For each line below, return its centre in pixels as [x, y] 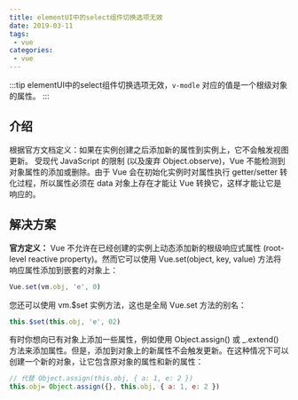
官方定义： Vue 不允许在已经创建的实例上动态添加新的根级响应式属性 [135, 247]
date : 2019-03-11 [41, 26]
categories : [31, 51]
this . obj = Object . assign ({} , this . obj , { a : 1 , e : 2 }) [114, 387]
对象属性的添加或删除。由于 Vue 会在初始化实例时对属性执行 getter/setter [143, 172]
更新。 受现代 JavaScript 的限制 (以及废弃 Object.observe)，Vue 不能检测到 [147, 161]
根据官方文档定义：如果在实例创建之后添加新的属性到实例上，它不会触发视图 [149, 149]
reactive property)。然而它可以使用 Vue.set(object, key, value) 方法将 [155, 259]
